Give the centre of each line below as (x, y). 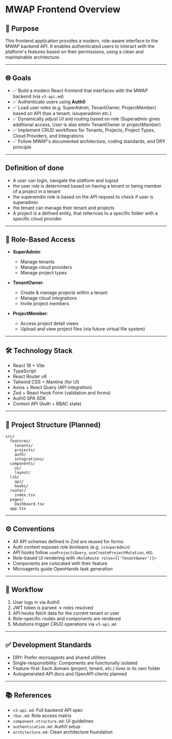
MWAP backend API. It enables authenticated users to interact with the (80, 46)
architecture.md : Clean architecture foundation (63, 732)
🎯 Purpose (22, 29)
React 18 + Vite (29, 365)
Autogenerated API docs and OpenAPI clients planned (70, 674)
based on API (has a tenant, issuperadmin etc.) (62, 113)
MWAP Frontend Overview (63, 10)
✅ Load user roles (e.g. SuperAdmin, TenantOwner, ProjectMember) (84, 107)
